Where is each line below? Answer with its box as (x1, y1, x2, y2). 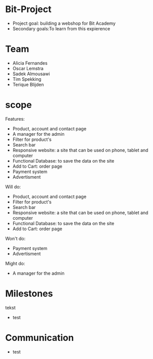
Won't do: (5, 235, 26, 241)
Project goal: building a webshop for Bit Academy (12, 20, 116, 26)
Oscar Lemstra (12, 65, 44, 71)
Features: (5, 116, 25, 122)
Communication (5, 332, 74, 343)
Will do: (5, 183, 21, 190)
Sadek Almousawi (12, 71, 50, 77)
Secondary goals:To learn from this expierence (12, 25, 110, 31)
